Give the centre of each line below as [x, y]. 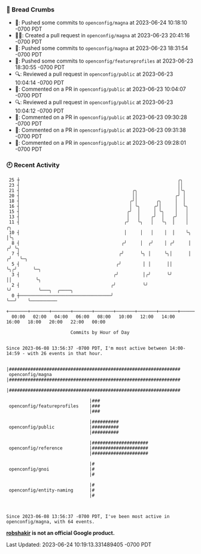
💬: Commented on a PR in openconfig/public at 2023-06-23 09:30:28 [101, 117]
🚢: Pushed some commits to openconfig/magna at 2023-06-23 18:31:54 [101, 48]
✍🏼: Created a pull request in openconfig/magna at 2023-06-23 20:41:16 [102, 35]
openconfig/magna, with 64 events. [51, 522]
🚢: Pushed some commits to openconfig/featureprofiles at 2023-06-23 [104, 61]
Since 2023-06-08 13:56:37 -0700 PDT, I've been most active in [88, 516]
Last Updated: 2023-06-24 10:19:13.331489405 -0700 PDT [79, 544]
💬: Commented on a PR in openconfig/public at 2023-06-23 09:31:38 [100, 130]
